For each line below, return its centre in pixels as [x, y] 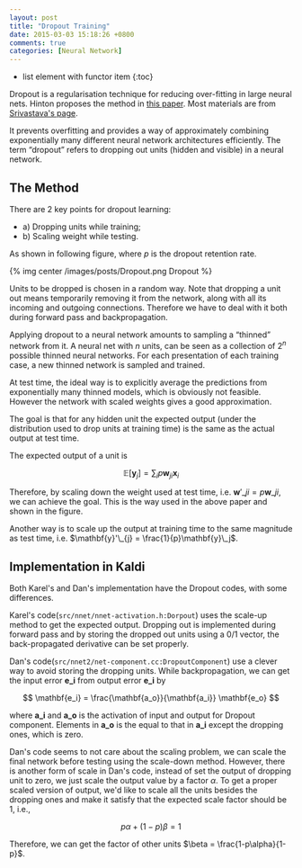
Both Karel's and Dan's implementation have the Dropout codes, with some [148, 588]
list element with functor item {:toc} [88, 76]
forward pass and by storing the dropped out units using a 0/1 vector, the [145, 634]
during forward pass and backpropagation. [89, 317]
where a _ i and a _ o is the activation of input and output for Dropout [133, 715]
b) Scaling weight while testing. [80, 236]
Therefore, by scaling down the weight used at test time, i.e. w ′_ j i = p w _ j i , [145, 492]
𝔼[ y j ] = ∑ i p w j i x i [151, 474]
